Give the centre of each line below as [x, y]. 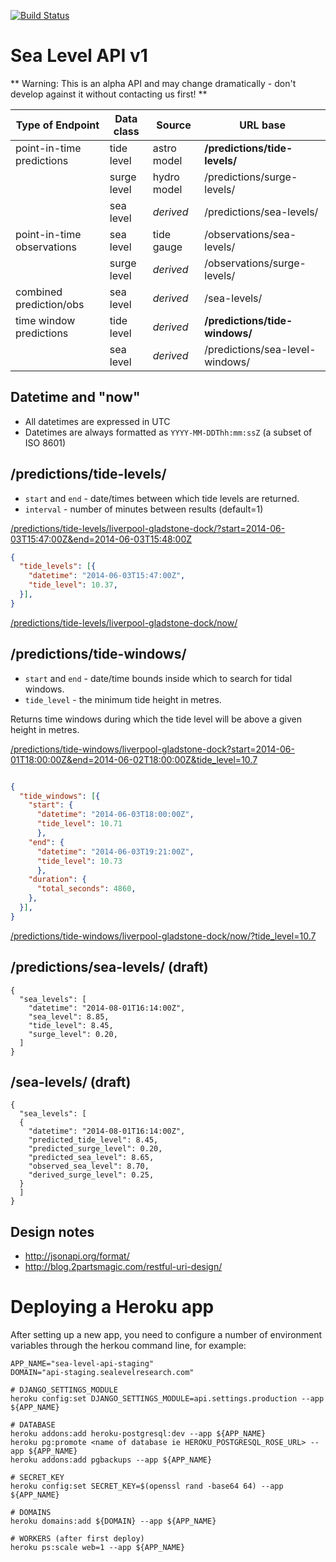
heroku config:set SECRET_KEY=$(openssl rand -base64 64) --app [147, 1486]
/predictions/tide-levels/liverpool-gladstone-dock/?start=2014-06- [148, 528]
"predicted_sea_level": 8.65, [91, 1158]
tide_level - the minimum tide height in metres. [123, 699]
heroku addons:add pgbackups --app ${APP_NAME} [111, 1460]
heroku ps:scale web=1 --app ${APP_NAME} [98, 1548]
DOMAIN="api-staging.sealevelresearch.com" [102, 1373]
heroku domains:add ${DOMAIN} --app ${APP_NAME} [113, 1521]
